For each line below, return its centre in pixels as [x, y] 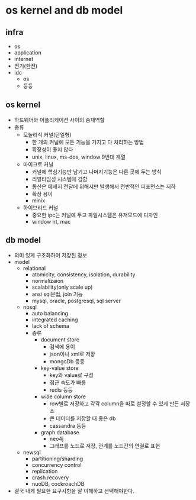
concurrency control [57, 464]
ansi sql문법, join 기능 [57, 294]
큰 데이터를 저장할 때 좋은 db [83, 418]
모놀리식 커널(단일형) [47, 134]
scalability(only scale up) [62, 287]
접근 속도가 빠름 [68, 382]
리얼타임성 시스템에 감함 [60, 179]
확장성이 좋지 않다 [52, 149]
